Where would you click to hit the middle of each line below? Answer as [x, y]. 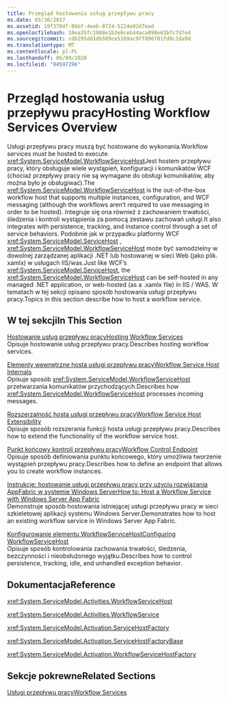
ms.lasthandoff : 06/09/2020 [47, 58]
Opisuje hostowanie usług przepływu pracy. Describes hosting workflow [108, 344]
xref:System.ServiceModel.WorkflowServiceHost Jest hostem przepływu [109, 161]
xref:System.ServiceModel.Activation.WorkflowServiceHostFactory [102, 654]
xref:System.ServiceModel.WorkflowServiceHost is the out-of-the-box [107, 190]
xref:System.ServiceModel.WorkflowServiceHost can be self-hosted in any [113, 277]
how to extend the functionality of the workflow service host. [93, 436]
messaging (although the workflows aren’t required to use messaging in [108, 204]
